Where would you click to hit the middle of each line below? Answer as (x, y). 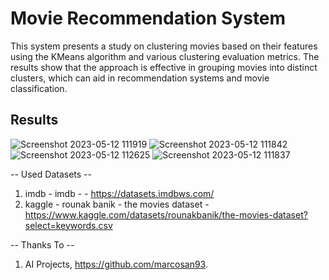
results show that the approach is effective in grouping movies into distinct (164, 67)
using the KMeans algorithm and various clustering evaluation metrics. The (165, 56)
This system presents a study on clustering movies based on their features (164, 46)
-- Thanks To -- (42, 244)
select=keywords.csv (68, 225)
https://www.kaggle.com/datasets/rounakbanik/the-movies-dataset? (166, 214)
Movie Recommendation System (148, 18)
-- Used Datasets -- (51, 174)
